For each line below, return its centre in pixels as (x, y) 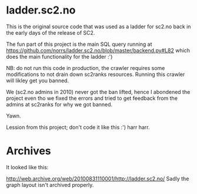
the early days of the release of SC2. (51, 32)
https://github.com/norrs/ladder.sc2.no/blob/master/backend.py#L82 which (98, 50)
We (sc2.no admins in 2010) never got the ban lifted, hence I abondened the (98, 92)
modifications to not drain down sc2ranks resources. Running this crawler (96, 74)
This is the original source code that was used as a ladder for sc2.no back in (98, 26)
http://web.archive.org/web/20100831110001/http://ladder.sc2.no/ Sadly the (98, 178)
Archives (29, 151)
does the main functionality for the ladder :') (59, 56)
